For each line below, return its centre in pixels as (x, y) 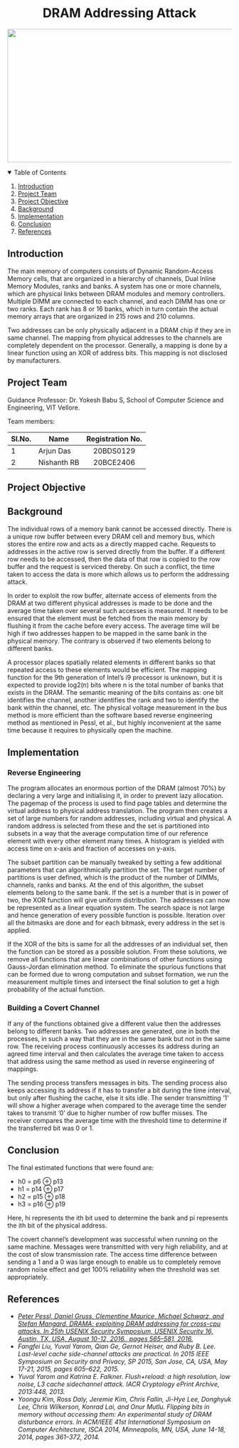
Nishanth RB (59, 462)
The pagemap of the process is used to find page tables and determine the (117, 803)
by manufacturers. (34, 360)
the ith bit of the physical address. (57, 1225)
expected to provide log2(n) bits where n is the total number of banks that (116, 685)
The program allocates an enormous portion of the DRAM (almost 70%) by (117, 788)
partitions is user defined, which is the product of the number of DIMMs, (113, 878)
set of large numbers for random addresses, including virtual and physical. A (119, 819)
